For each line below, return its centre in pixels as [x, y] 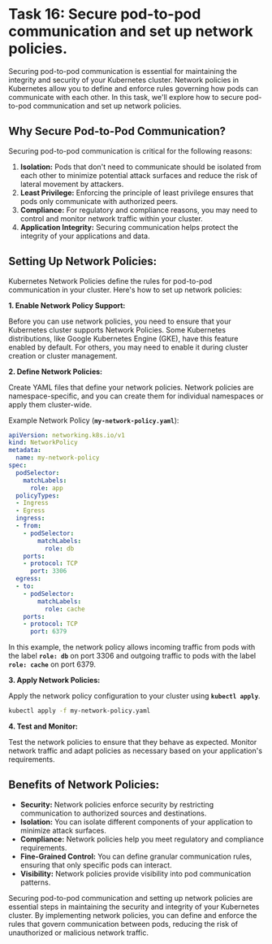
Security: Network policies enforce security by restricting [117, 804]
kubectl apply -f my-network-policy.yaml [80, 711]
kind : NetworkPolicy [43, 443]
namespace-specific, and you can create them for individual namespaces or [136, 396]
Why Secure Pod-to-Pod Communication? [117, 131]
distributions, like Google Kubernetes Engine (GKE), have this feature [123, 338]
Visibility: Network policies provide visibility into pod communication [136, 873]
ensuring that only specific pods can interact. [96, 865]
